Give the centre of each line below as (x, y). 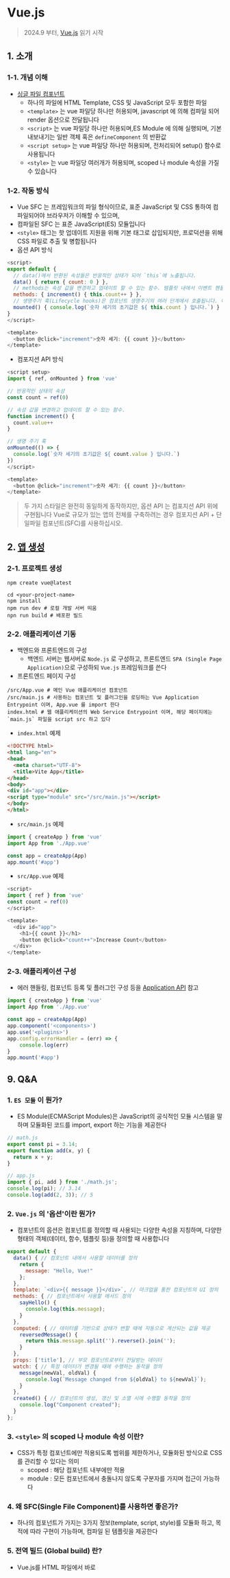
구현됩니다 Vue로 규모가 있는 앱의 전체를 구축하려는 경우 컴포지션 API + (119, 515)
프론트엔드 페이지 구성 (47, 676)
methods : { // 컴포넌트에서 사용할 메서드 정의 (72, 1296)
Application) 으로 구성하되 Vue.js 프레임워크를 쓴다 (97, 667)
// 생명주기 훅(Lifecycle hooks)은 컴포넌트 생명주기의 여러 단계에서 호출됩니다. (116, 301)
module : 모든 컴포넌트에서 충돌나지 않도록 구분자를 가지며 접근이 (114, 1478)
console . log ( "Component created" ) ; (70, 1405)
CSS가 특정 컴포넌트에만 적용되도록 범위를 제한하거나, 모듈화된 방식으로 (113, 1453)
